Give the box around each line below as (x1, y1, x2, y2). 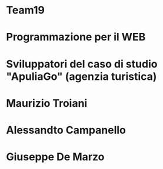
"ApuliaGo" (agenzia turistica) (6, 70, 157, 83)
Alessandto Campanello (6, 123, 127, 137)
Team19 (6, 4, 45, 17)
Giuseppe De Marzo (6, 150, 105, 164)
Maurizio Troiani (6, 96, 88, 110)
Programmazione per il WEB (6, 31, 146, 44)
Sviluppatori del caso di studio (6, 57, 158, 70)
